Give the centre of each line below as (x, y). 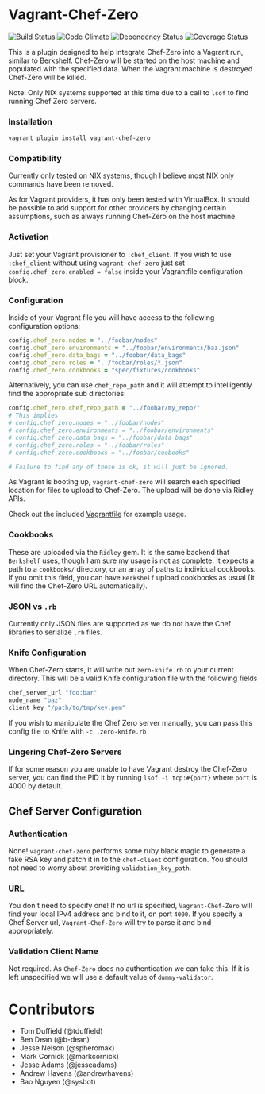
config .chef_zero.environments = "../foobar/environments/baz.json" (124, 348)
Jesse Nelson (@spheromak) (67, 1048)
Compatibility (35, 159)
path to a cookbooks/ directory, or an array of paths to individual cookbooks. (132, 568)
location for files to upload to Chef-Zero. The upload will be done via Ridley (131, 491)
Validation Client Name (54, 952)
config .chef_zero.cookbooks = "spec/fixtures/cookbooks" (104, 370)
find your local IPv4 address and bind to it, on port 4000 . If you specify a (126, 914)
